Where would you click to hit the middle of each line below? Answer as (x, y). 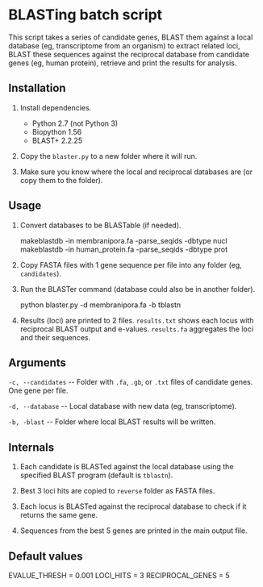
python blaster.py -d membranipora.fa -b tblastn (100, 305)
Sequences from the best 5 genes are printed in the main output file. (134, 531)
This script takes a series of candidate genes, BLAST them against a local (131, 37)
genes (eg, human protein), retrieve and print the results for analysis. (123, 63)
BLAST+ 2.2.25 (57, 140)
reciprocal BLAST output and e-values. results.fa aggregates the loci (137, 329)
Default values (46, 556)
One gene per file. (38, 391)
